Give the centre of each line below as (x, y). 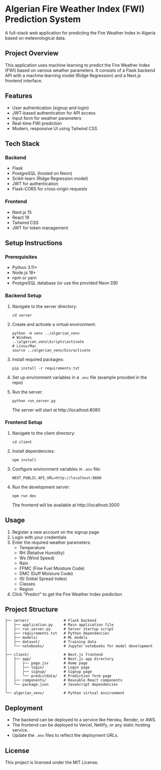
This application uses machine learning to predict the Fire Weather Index (78, 65)
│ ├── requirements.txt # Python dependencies (57, 634)
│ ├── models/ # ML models (47, 638)
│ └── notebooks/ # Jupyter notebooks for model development (79, 646)
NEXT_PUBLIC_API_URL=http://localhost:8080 (57, 478)
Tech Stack (22, 144)
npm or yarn (24, 278)
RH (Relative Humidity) (42, 553)
